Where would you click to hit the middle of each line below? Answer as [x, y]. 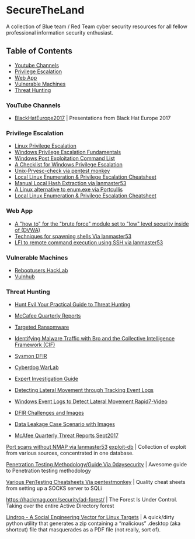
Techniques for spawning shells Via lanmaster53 [73, 236]
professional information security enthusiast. [60, 32]
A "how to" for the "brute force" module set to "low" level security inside [102, 224]
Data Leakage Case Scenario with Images [65, 424]
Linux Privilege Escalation [46, 146]
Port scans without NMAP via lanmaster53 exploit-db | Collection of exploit [96, 447]
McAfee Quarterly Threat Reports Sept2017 [66, 436]
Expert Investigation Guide [46, 379]
